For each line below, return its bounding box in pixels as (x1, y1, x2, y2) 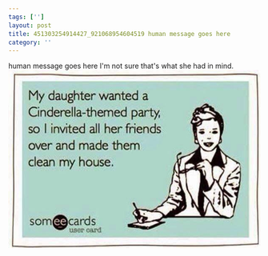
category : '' (8, 38, 52, 46)
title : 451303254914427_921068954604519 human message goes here (8, 30, 230, 38)
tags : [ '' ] (8, 13, 45, 21)
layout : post (8, 21, 52, 30)
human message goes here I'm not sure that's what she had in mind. (8, 61, 234, 71)
